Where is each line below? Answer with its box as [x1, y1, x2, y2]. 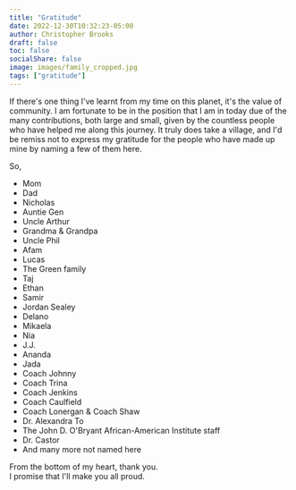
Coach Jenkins [21, 386, 78, 398]
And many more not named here [21, 444, 141, 454]
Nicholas [21, 197, 55, 207]
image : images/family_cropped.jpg [9, 63, 139, 72]
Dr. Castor [21, 435, 60, 445]
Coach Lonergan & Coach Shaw [21, 406, 140, 417]
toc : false [9, 46, 50, 55]
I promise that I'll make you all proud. [9, 470, 146, 481]
